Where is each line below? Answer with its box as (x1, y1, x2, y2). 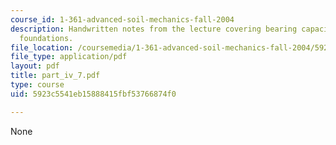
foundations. (19, 33, 74, 43)
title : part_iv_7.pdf (10, 71, 101, 81)
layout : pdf (10, 61, 60, 71)
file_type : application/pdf (10, 52, 128, 62)
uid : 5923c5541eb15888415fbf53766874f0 (10, 89, 177, 99)
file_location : (10, 42, 74, 53)
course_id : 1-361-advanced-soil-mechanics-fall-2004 (10, 14, 235, 25)
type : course (10, 80, 65, 90)
